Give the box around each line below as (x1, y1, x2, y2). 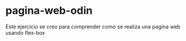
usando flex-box (5, 29, 45, 36)
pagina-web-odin (5, 4, 93, 17)
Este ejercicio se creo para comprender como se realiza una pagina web (5, 23, 181, 30)
